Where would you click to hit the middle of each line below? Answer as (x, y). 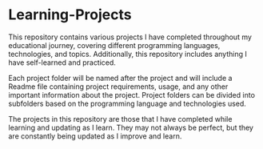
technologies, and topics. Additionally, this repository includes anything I (128, 54)
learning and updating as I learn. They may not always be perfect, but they (131, 127)
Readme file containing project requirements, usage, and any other (118, 87)
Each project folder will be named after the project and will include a (120, 78)
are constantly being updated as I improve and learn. (95, 136)
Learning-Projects (70, 15)
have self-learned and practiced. (62, 62)
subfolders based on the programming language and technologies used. (127, 103)
